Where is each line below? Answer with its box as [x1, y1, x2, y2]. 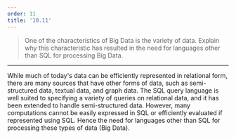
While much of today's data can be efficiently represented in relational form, [7, 71, 228, 79]
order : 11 [7, 10, 37, 18]
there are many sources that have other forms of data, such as [7, 79, 188, 87]
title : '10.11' [7, 17, 52, 24]
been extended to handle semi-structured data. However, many [7, 101, 191, 110]
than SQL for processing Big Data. [24, 51, 124, 60]
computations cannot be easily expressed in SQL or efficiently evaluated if [7, 108, 223, 117]
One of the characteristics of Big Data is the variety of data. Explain [24, 36, 220, 44]
